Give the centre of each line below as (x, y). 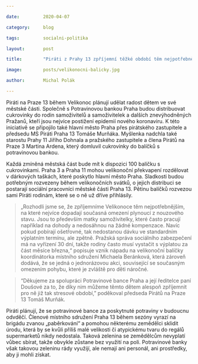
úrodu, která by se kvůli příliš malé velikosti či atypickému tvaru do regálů (95, 329)
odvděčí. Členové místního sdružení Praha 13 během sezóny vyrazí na (91, 317)
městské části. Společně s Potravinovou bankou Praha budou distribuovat (96, 108)
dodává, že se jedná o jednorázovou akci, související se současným (103, 263)
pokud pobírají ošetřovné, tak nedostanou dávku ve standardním (99, 231)
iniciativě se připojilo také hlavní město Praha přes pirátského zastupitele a (96, 127)
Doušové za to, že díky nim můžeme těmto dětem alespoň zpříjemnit (103, 287)
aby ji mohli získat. (29, 355)
